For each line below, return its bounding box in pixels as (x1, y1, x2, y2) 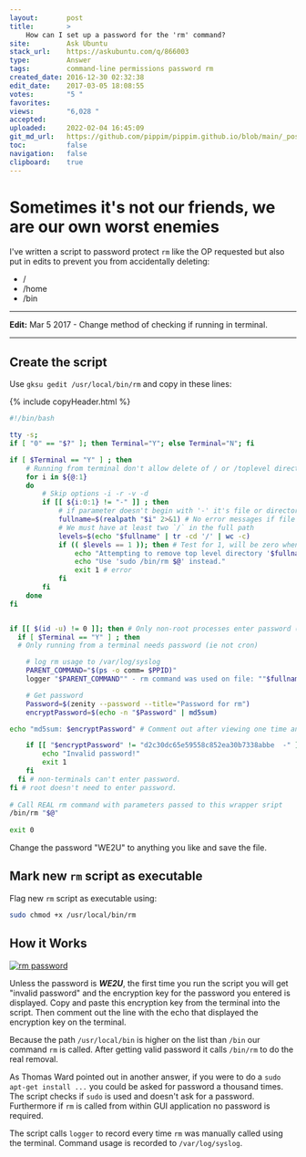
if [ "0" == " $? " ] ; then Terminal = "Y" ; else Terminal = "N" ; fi (9, 439, 255, 448)
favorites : (9, 98, 51, 108)
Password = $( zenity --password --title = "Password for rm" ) (25, 699, 250, 708)
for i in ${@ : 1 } (25, 472, 88, 482)
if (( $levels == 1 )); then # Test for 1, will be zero (57, 540, 280, 549)
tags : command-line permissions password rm (9, 65, 214, 74)
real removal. (9, 1053, 59, 1064)
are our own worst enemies (9, 216, 220, 237)
